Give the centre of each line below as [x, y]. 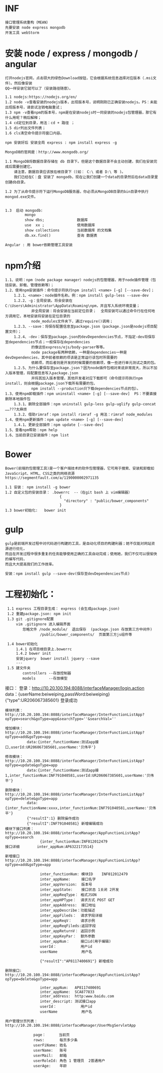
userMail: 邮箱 [50, 1055]
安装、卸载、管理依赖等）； [31, 285]
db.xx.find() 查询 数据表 [61, 235]
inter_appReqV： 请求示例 [67, 921]
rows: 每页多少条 [55, 1040]
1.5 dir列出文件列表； [26, 128]
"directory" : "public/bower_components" [107, 501]
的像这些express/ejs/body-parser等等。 [69, 347]
